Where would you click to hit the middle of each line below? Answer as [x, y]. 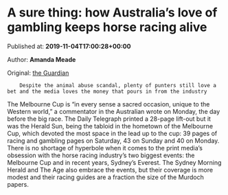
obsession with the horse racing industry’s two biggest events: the [101, 155]
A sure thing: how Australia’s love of [112, 13]
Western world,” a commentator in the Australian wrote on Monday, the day [114, 111]
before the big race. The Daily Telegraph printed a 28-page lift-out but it [109, 119]
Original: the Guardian [38, 73]
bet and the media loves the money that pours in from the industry [107, 91]
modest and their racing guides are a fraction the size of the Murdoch [105, 177]
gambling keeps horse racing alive [107, 27]
